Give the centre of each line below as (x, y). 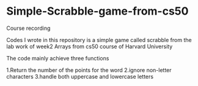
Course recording (28, 28)
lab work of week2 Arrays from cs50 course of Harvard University (90, 46)
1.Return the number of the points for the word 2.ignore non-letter (89, 70)
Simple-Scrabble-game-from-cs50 (97, 11)
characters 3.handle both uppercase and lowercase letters (80, 76)
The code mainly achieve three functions (58, 58)
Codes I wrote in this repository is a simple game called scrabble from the (99, 40)
